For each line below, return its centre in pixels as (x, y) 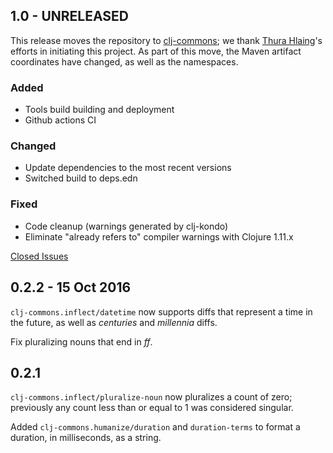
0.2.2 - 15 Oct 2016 (71, 287)
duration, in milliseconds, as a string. (86, 438)
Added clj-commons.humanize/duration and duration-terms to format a (155, 427)
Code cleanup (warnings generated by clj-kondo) (126, 226)
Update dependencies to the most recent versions (128, 168)
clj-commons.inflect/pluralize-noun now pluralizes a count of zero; (151, 397)
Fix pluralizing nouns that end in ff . (81, 341)
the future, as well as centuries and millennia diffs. (114, 322)
